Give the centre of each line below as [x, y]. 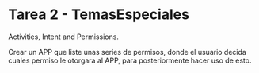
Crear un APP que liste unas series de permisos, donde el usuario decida [128, 52]
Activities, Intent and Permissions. [63, 36]
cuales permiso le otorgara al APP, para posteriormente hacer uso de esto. [130, 60]
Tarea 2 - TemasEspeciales [99, 15]
